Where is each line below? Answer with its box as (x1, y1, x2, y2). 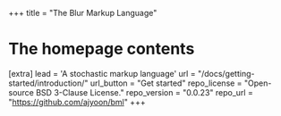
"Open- (243, 78, 272, 88)
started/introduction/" (8, 78, 89, 88)
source (8, 87, 35, 97)
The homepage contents (8, 39, 195, 59)
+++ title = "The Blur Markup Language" (8, 8, 158, 18)
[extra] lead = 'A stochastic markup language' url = (8, 68, 196, 79)
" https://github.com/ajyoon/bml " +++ (8, 96, 146, 107)
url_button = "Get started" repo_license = (89, 78, 243, 88)
